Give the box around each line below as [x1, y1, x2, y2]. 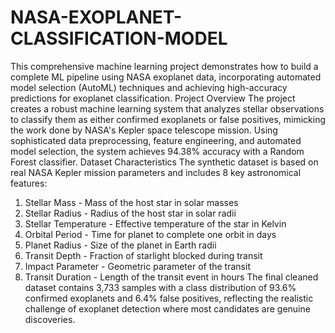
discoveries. [24, 313, 76, 325]
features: [10, 177, 48, 189]
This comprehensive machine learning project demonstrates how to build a [10, 60, 319, 72]
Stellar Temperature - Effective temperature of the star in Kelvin [24, 217, 287, 230]
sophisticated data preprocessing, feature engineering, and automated [10, 134, 302, 146]
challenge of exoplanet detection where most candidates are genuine [24, 302, 311, 315]
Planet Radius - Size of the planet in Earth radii [24, 239, 217, 251]
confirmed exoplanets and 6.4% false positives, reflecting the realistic [24, 292, 314, 304]
